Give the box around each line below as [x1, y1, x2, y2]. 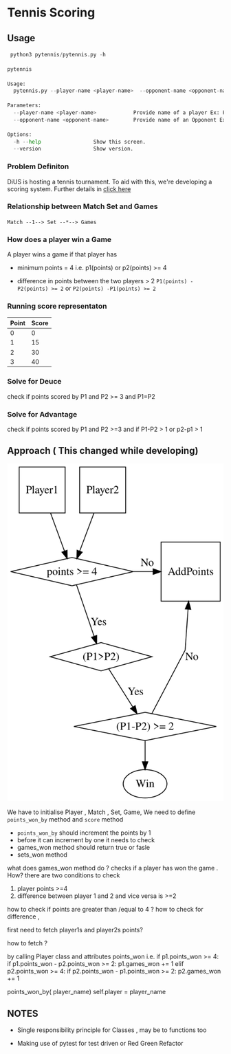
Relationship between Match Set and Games [7, 201, 158, 211]
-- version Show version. [13, 146, 134, 153]
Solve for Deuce [7, 377, 62, 386]
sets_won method [16, 850, 67, 859]
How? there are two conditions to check [7, 871, 120, 879]
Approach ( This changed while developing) [7, 445, 199, 457]
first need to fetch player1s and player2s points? [7, 926, 143, 934]
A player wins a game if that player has [7, 250, 118, 259]
